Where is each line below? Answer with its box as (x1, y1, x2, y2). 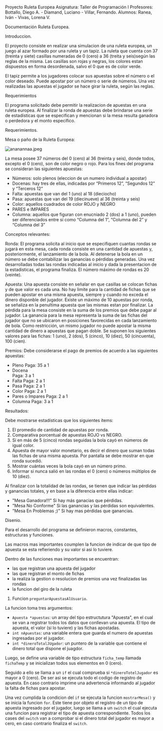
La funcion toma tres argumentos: (5, 605, 73, 611)
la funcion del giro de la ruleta (12, 586, 72, 592)
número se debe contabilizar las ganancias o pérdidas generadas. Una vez (5, 256, 155, 262)
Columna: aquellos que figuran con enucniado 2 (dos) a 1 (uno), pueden (12, 212, 157, 217)
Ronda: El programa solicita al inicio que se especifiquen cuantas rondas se (5, 241, 157, 247)
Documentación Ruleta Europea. (5, 24, 70, 30)
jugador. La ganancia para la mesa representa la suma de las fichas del (5, 312, 147, 318)
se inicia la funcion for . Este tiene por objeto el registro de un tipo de (5, 700, 144, 706)
